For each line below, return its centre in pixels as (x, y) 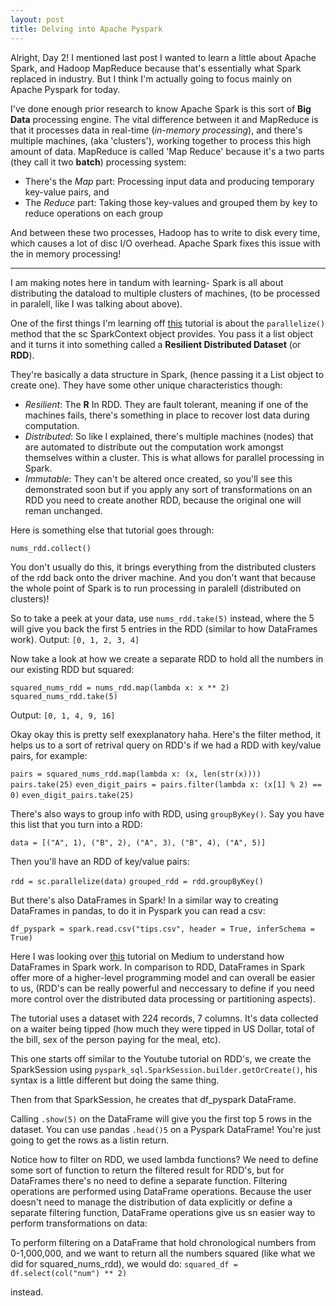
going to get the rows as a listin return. (90, 1140)
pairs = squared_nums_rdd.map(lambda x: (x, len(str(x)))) (136, 774)
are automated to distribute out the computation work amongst (154, 447)
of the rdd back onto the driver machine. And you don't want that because (163, 577)
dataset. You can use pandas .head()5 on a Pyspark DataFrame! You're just (166, 1129)
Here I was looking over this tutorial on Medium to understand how (147, 956)
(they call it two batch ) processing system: (98, 162)
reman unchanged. (63, 510)
